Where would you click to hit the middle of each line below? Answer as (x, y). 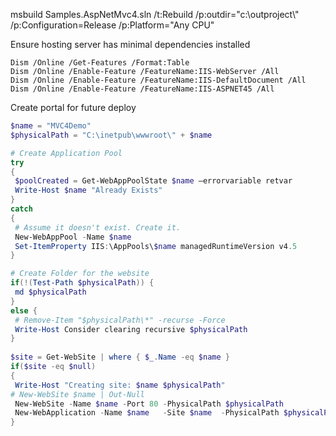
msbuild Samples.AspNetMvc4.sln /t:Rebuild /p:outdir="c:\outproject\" (155, 14)
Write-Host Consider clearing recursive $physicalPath (131, 329)
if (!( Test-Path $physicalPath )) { (82, 283)
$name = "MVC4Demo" (51, 126)
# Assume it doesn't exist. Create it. (98, 227)
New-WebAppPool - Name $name (73, 237)
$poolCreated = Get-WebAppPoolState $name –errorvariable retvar (153, 181)
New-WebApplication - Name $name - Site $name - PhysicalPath (147, 413)
